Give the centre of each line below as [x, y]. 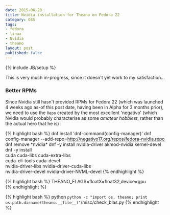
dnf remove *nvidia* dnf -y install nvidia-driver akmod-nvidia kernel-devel [83, 144]
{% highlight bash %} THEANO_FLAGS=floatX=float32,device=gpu [76, 181]
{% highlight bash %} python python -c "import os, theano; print [76, 197]
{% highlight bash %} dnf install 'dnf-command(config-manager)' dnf [78, 133]
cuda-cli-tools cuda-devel [33, 160]
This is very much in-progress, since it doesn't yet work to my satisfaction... [85, 77]
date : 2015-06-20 [24, 10]
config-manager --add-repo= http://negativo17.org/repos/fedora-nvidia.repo [85, 139]
